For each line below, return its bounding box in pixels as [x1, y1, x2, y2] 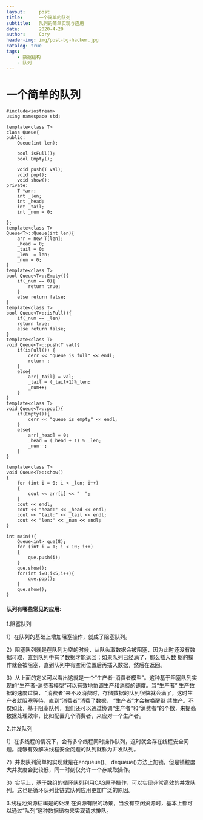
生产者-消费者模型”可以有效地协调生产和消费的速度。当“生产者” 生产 [19, 682, 190, 689]
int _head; [17, 199, 45, 205]
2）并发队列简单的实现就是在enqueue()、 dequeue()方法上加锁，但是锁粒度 [6, 758, 196, 765]
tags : [6, 49, 20, 55]
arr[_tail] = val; [28, 374, 75, 380]
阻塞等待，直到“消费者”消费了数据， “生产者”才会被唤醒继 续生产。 [22, 697, 189, 704]
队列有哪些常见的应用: [6, 606, 62, 613]
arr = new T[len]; [17, 236, 64, 242]
